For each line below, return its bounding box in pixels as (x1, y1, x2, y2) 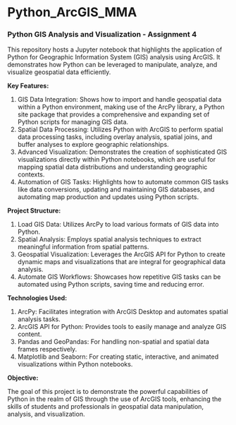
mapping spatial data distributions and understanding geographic (17, 163, 208, 172)
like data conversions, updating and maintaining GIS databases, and (17, 185, 215, 194)
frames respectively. (17, 345, 77, 354)
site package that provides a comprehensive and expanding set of (17, 110, 210, 119)
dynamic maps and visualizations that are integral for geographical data (17, 258, 226, 266)
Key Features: (7, 82, 49, 90)
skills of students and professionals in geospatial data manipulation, (7, 402, 204, 411)
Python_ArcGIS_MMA (7, 4, 137, 20)
